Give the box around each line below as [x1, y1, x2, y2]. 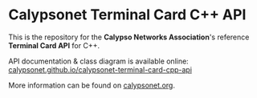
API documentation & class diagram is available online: [8, 56, 189, 66]
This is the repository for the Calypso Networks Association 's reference [8, 32, 250, 42]
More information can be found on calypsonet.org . [8, 80, 175, 90]
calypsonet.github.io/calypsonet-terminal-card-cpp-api [8, 64, 193, 74]
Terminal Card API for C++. [8, 40, 100, 50]
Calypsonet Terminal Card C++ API [8, 6, 247, 24]
